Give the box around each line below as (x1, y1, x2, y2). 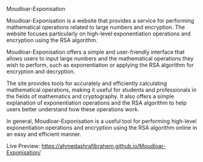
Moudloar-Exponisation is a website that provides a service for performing (6, 17, 194, 24)
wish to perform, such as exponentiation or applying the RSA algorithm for (6, 61, 194, 68)
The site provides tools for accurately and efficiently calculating (6, 79, 167, 87)
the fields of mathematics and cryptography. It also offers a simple (6, 93, 175, 100)
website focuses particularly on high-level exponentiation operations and (6, 30, 191, 37)
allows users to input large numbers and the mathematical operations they (6, 55, 194, 62)
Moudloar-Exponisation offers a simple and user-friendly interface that (6, 48, 185, 56)
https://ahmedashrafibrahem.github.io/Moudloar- (41, 142, 166, 149)
